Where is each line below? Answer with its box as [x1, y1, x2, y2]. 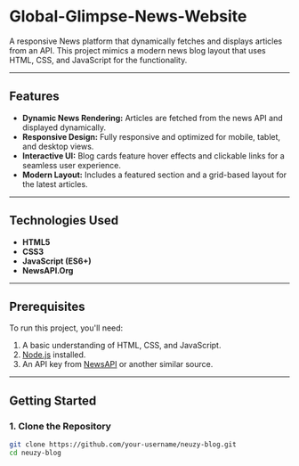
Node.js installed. [21, 349, 86, 360]
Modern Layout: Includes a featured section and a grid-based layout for [21, 169, 287, 180]
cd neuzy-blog [9, 448, 62, 457]
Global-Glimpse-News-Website [9, 6, 247, 27]
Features [9, 89, 60, 104]
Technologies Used [9, 213, 118, 228]
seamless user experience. [21, 159, 122, 170]
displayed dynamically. [21, 122, 107, 133]
